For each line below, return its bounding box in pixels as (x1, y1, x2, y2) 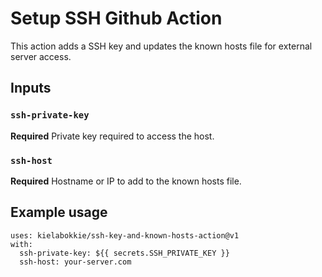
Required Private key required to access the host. (10, 130, 215, 142)
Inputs (10, 80, 52, 97)
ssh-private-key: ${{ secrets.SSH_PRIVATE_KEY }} (19, 248, 230, 258)
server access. (10, 50, 72, 62)
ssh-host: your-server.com (19, 257, 132, 267)
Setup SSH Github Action (10, 7, 223, 30)
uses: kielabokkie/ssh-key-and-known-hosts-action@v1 (10, 230, 240, 241)
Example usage (10, 204, 108, 221)
